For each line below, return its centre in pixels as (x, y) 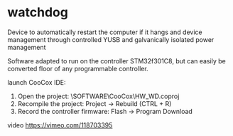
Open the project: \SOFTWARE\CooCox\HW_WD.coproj (98, 96)
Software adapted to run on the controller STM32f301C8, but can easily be (116, 61)
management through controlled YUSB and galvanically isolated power (111, 39)
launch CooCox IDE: (37, 82)
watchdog (38, 12)
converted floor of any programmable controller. (78, 68)
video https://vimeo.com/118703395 (60, 125)
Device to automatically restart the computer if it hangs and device (105, 32)
